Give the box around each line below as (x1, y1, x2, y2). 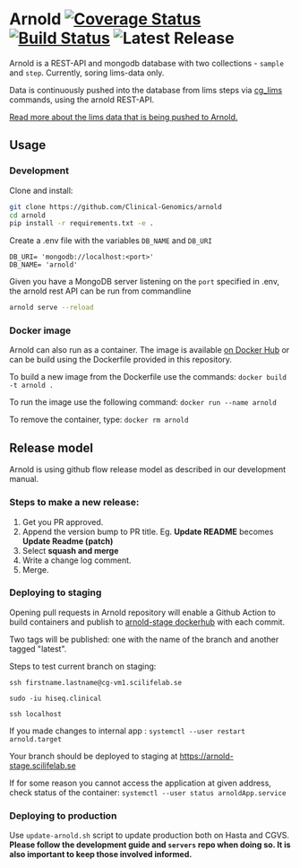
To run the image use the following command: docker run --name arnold (9, 397, 278, 408)
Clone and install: (9, 185, 73, 196)
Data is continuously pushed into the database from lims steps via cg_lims (9, 84, 283, 95)
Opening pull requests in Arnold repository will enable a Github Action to (9, 607, 276, 618)
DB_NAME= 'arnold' (9, 260, 78, 269)
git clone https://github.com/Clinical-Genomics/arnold (9, 202, 222, 211)
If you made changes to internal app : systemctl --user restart (9, 725, 246, 736)
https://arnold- (179, 750, 235, 761)
